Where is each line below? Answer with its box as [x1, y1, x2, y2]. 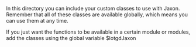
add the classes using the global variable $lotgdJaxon [6, 35, 136, 41]
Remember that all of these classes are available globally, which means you [6, 11, 188, 18]
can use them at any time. [6, 17, 68, 24]
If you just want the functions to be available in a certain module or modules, [6, 28, 191, 35]
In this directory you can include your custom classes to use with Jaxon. [6, 5, 180, 12]
